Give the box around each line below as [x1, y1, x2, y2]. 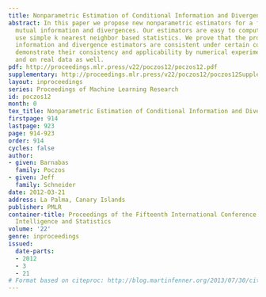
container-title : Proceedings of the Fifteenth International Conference [8, 211, 257, 219]
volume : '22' [8, 225, 51, 234]
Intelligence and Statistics [15, 218, 112, 226]
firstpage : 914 [8, 115, 59, 123]
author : [8, 151, 34, 159]
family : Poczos [15, 166, 66, 174]
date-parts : [15, 247, 55, 255]
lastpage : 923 [8, 122, 55, 130]
